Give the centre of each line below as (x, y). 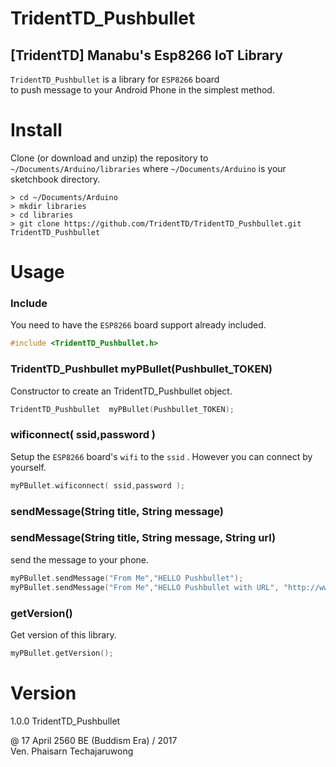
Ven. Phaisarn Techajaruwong (72, 751)
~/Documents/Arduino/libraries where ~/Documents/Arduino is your (148, 168)
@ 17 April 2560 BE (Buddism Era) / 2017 (94, 740)
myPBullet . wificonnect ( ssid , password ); (98, 485)
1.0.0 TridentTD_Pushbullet (65, 721)
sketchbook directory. (55, 179)
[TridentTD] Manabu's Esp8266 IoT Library (146, 55)
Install (36, 130)
